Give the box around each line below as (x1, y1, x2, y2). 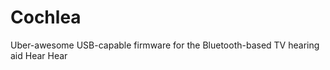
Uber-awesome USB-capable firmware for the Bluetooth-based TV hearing (10, 39, 320, 51)
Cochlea (10, 6, 82, 29)
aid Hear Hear (10, 49, 68, 61)
